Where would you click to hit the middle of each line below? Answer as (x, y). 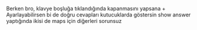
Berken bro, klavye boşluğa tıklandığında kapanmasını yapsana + (86, 9)
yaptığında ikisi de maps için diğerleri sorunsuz (64, 21)
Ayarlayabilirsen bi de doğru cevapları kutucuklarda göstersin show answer (98, 15)
